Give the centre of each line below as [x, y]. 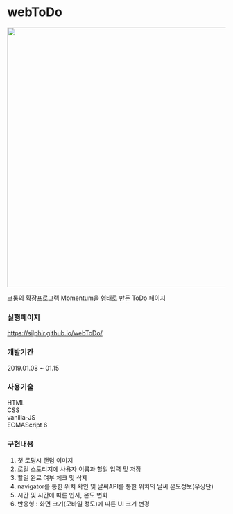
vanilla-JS [21, 417]
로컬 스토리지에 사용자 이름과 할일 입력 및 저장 [79, 469]
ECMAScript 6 [27, 425]
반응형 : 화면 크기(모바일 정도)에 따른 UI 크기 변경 [84, 504]
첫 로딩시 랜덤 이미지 [45, 461]
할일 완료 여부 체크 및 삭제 [52, 478]
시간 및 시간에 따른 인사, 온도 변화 [62, 495]
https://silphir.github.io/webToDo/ [55, 333]
